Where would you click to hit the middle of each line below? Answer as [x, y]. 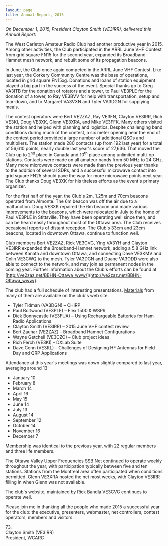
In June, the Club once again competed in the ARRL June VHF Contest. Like [83, 69]
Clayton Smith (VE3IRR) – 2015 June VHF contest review [71, 327]
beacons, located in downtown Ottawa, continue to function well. [72, 233]
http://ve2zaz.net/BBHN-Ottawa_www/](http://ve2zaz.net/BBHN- [74, 275]
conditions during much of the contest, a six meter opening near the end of [83, 132]
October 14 [24, 426]
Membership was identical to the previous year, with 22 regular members [81, 446]
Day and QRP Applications [40, 353]
